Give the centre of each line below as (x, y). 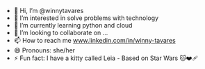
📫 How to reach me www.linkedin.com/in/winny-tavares (95, 40)
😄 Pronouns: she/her (44, 50)
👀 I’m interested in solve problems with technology (86, 18)
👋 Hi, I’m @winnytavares (49, 11)
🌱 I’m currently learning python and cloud (73, 25)
